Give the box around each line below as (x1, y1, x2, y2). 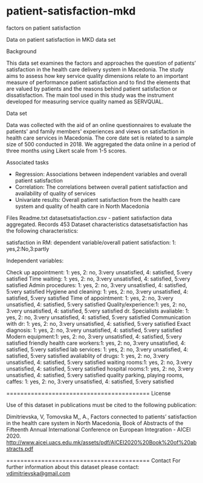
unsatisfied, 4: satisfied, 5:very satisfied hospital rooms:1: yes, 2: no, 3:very (6, 365, 194, 372)
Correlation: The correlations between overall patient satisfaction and (14, 183, 188, 190)
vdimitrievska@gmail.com (6, 470, 71, 477)
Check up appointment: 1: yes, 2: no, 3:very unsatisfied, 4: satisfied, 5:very (6, 268, 193, 276)
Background (6, 47, 37, 55)
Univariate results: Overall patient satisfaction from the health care (14, 196, 181, 203)
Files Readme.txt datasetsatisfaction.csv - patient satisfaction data (6, 214, 172, 221)
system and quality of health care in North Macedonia (14, 203, 149, 210)
